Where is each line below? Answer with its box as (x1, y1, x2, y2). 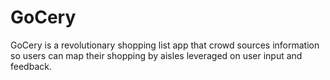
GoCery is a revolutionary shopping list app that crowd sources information (10, 39, 320, 51)
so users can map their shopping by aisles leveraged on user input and (10, 49, 303, 61)
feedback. (10, 60, 52, 72)
